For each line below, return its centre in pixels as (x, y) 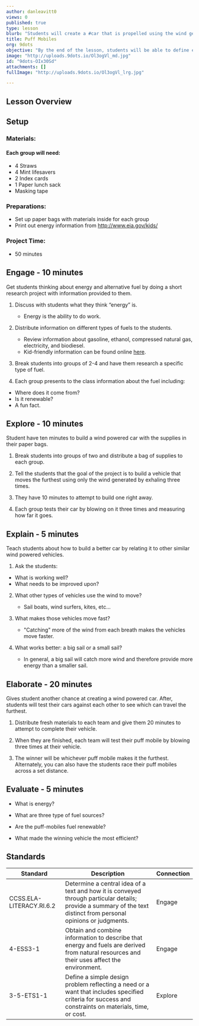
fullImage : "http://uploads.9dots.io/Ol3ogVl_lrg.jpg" (75, 72)
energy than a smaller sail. (56, 665)
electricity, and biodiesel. (54, 345)
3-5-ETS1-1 (28, 995)
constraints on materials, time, (107, 1006)
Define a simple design (97, 977)
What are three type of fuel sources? (60, 815)
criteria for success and (98, 999)
